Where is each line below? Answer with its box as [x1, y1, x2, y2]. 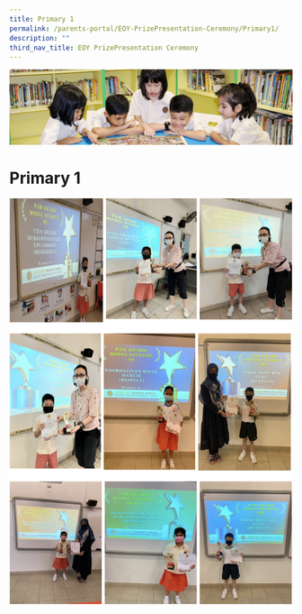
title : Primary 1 [9, 14, 75, 23]
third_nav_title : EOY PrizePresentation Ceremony [9, 43, 200, 52]
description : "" [9, 33, 70, 42]
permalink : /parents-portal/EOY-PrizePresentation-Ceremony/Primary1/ [9, 23, 280, 33]
